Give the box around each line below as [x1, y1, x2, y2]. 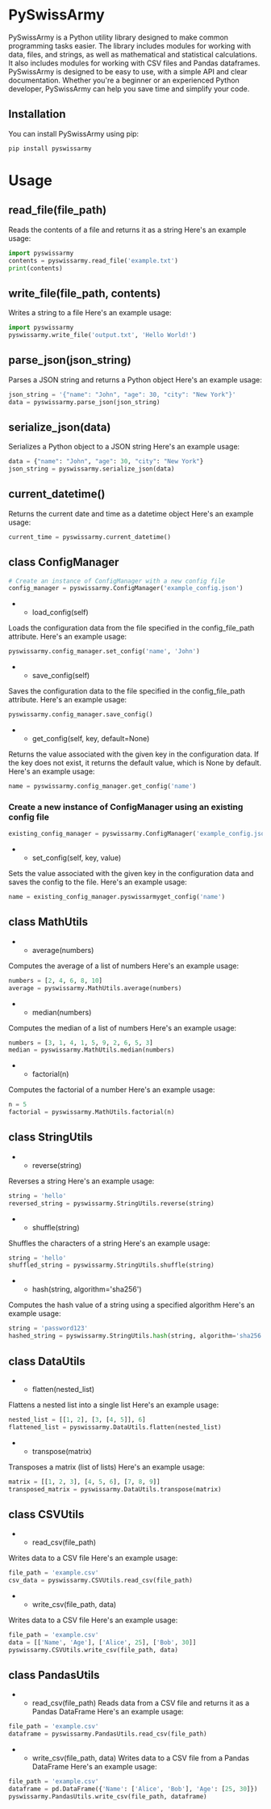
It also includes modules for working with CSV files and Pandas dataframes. [8, 58, 261, 68]
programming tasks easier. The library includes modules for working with [8, 40, 252, 50]
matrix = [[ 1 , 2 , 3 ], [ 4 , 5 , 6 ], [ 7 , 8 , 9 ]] [8, 1478, 161, 1486]
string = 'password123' [8, 1324, 89, 1333]
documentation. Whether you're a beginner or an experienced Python [8, 75, 240, 85]
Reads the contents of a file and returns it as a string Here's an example [8, 225, 247, 234]
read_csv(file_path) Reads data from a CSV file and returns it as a [31, 1698, 250, 1708]
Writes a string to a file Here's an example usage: [8, 308, 172, 318]
